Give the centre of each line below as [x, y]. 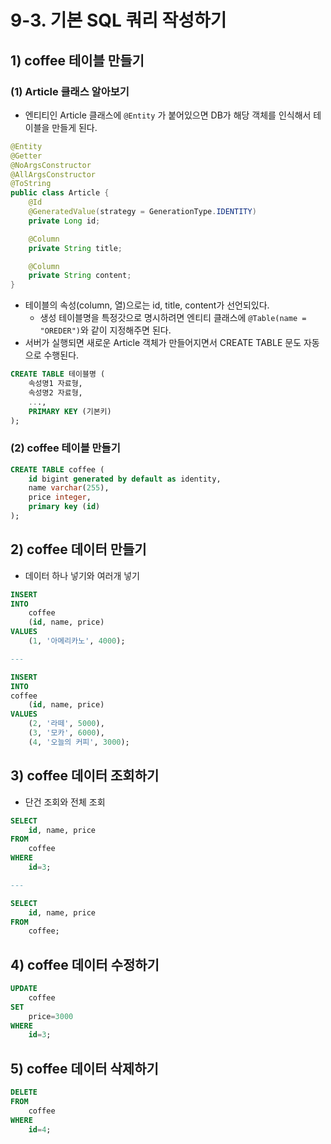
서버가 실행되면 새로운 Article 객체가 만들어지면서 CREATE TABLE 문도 [163, 343]
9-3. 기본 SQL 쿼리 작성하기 [118, 20]
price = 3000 [51, 1016]
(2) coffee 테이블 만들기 [65, 448]
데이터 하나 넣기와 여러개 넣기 [82, 575]
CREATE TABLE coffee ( [57, 469]
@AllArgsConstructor [53, 174]
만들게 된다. [74, 127]
